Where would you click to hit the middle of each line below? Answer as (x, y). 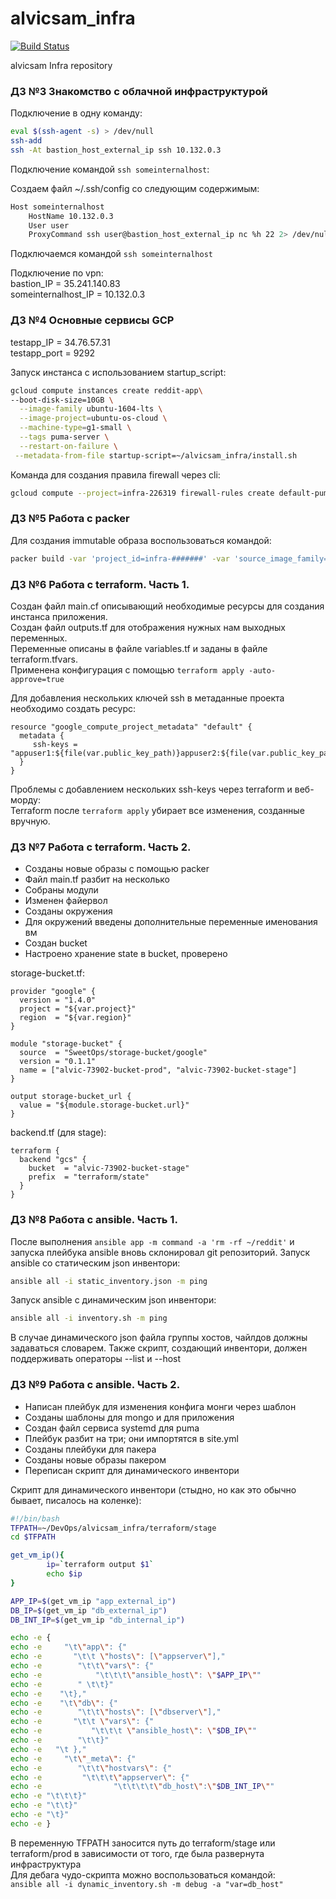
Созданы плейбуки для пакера (90, 1449)
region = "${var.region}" (75, 1018)
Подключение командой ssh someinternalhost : (110, 169)
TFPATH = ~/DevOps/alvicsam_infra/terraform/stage (113, 1528)
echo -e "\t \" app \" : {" (69, 1647)
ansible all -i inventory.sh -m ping (89, 1318)
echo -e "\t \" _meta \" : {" (73, 1758)
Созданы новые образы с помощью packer (117, 869)
